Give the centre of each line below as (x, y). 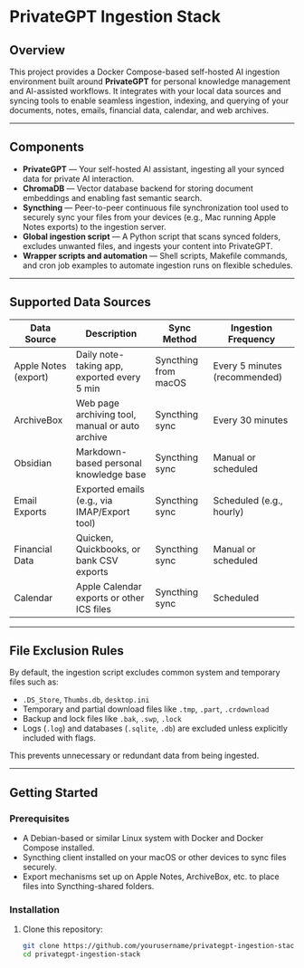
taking (89, 366)
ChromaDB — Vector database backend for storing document (138, 188)
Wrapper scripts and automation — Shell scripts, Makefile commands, (155, 255)
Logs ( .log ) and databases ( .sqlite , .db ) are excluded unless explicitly (155, 728)
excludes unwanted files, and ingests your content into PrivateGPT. (147, 245)
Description (111, 333)
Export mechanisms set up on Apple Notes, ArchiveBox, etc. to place (151, 877)
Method (180, 339)
